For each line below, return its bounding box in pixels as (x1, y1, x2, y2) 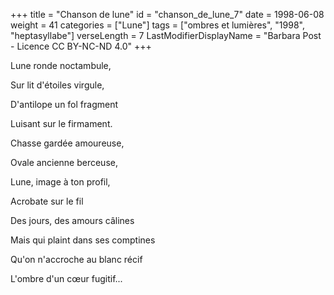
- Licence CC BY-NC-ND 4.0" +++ (10, 40, 152, 52)
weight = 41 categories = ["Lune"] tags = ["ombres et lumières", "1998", (10, 19, 305, 31)
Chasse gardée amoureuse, (10, 137, 125, 149)
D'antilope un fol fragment (10, 99, 119, 110)
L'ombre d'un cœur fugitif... (10, 273, 123, 284)
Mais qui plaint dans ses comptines (10, 234, 156, 246)
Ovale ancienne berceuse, (10, 157, 118, 168)
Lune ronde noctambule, (10, 60, 112, 71)
